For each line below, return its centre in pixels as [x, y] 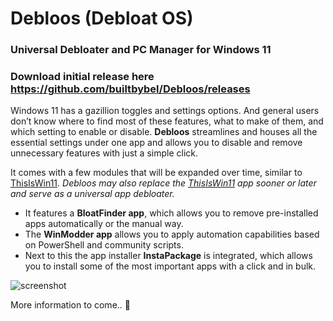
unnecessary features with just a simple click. [104, 153]
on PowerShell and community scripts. [104, 245]
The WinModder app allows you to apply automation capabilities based [172, 234]
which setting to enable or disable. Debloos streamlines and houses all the [164, 132]
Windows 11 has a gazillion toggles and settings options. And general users [165, 111]
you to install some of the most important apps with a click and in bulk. [170, 266]
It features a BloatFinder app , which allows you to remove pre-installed [171, 213]
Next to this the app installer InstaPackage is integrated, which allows [168, 256]
